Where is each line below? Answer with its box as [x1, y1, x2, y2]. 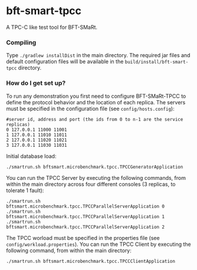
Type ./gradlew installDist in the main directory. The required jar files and [6, 52, 191, 59]
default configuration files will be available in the [6, 58, 124, 65]
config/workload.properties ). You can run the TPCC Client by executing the [6, 241, 192, 248]
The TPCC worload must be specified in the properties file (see [6, 234, 160, 241]
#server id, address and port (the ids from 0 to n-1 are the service [6, 116, 183, 122]
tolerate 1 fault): [6, 187, 44, 194]
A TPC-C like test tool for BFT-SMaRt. [6, 24, 98, 31]
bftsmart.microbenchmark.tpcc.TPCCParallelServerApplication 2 [6, 224, 165, 230]
